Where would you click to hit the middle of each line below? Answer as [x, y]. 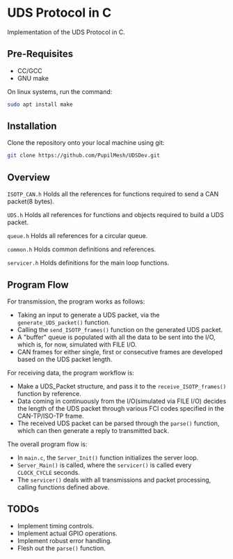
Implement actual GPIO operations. [67, 533]
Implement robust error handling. [65, 540]
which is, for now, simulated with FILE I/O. [77, 344]
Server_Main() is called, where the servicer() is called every [104, 465]
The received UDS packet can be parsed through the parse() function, [118, 423]
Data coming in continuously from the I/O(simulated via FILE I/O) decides [122, 401]
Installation [32, 126]
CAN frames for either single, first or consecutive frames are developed [120, 352]
